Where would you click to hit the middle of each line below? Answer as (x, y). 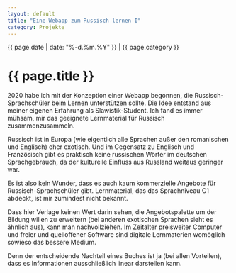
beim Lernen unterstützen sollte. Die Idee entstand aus (131, 103)
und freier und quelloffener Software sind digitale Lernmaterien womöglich (116, 235)
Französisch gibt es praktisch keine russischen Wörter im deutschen (107, 155)
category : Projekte (36, 27)
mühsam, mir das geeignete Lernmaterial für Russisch (86, 118)
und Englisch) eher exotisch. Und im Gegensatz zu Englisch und (101, 147)
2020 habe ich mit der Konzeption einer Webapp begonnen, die (100, 96)
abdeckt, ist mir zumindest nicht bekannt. (68, 199)
